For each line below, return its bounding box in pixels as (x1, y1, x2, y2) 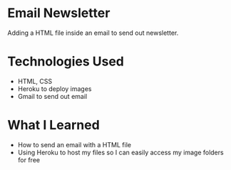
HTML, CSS (17, 77, 52, 85)
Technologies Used (7, 53, 125, 70)
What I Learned (7, 117, 100, 133)
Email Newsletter (7, 5, 111, 21)
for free (17, 155, 41, 164)
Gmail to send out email (17, 92, 88, 100)
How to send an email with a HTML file (17, 140, 132, 149)
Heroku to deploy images (17, 84, 92, 93)
